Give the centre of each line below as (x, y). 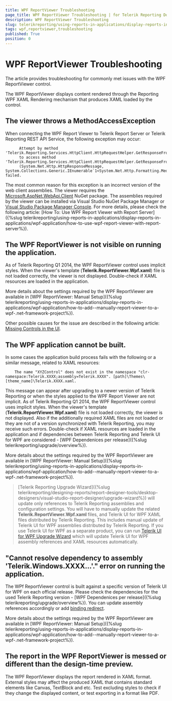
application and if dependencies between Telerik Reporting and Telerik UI (83, 435)
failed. (14, 175)
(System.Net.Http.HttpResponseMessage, (61, 166)
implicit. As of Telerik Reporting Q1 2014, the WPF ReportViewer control (81, 402)
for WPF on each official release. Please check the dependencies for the (82, 592)
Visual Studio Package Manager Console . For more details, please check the (86, 207)
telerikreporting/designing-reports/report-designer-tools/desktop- (88, 493)
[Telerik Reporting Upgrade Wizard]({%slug (64, 487)
